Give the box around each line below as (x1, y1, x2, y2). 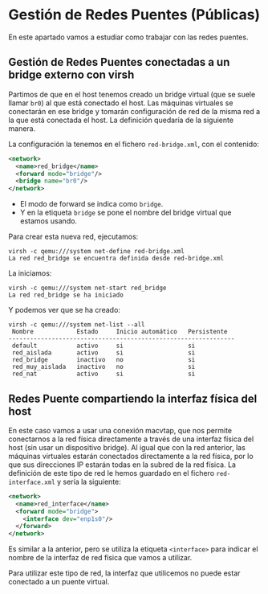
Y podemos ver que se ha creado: (8, 305, 120, 315)
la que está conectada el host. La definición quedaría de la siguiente (8, 115, 234, 125)
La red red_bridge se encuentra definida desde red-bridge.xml (8, 255, 225, 263)
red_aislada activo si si (11, 349, 196, 357)
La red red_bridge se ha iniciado (8, 291, 124, 299)
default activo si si (11, 342, 196, 350)
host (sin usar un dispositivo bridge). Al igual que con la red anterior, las (8, 442, 246, 452)
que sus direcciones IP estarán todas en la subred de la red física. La (8, 460, 237, 469)
